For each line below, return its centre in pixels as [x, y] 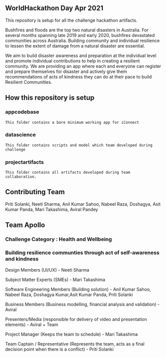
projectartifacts [24, 162]
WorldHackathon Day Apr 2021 [54, 8]
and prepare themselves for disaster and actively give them [66, 71]
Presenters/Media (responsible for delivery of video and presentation [76, 319]
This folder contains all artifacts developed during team [68, 173]
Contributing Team [35, 192]
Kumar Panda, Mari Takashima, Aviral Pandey [52, 209]
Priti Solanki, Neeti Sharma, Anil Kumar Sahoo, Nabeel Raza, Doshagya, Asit [83, 204]
